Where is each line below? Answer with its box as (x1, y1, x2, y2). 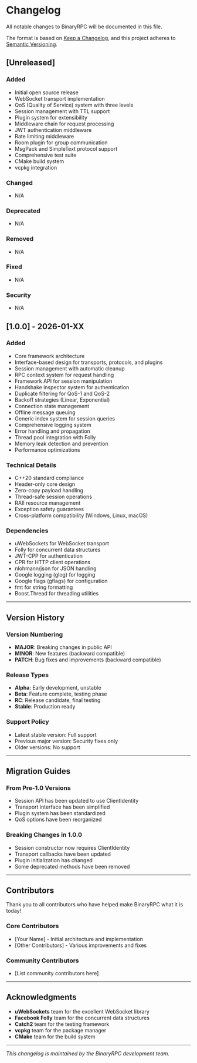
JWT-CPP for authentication (14, 552, 83, 559)
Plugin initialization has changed (14, 856, 93, 863)
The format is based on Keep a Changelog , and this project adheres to (6, 34, 176, 41)
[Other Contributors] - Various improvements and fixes (14, 942, 147, 949)
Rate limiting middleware (14, 133, 74, 140)
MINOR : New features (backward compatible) (14, 650, 125, 657)
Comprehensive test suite (14, 151, 77, 158)
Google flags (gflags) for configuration (14, 578, 108, 585)
